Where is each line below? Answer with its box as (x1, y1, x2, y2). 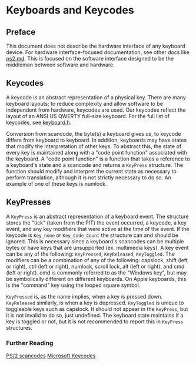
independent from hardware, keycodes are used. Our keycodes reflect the (6, 106, 186, 113)
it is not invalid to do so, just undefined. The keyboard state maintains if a (6, 312, 184, 319)
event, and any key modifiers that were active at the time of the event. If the (6, 225, 190, 232)
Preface (6, 27, 36, 37)
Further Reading (6, 339, 54, 347)
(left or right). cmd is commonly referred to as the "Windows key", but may (6, 269, 187, 276)
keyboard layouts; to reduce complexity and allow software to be (6, 100, 164, 107)
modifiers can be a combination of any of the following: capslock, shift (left (6, 256, 188, 263)
